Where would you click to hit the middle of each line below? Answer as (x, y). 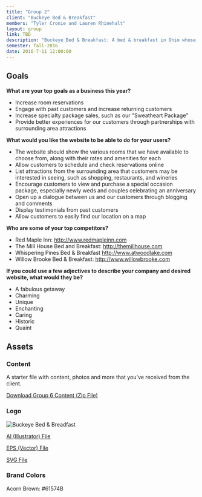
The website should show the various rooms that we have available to (102, 152)
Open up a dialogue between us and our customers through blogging (101, 197)
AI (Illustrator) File (28, 436)
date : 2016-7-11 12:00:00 (39, 52)
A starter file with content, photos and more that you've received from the (98, 377)
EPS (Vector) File (27, 448)
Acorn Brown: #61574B (35, 489)
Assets (20, 347)
